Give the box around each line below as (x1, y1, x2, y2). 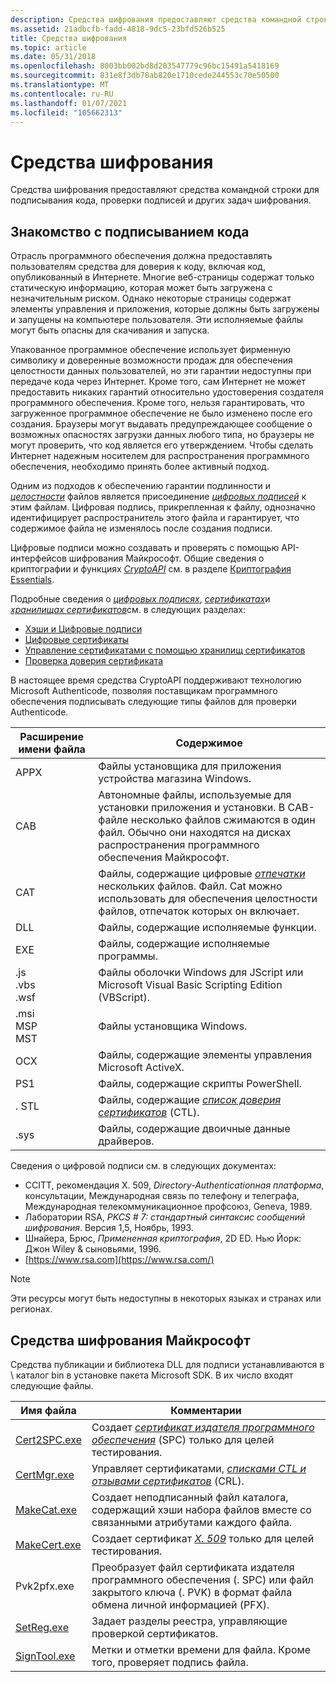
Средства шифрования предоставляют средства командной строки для (10, 184, 320, 196)
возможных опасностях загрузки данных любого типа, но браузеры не (10, 429, 315, 441)
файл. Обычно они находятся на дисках (98, 826, 292, 840)
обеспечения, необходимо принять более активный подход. (10, 461, 270, 473)
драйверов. (98, 1134, 155, 1148)
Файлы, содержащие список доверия (98, 1093, 282, 1107)
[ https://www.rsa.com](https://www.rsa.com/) (24, 1254, 215, 1266)
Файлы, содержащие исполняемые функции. (98, 921, 317, 935)
